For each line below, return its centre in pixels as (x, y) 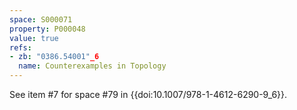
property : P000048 (47, 29)
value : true (34, 38)
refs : (20, 47)
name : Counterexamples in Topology (92, 66)
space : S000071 (41, 19)
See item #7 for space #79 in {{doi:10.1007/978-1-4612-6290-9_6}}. (148, 94)
